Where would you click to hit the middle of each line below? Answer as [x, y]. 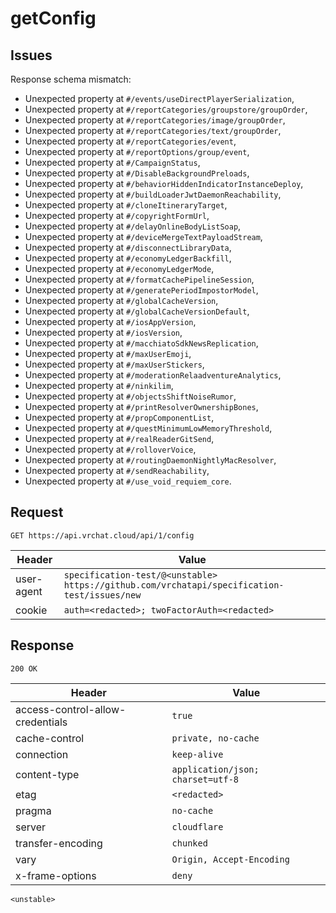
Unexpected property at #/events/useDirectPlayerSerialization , [159, 98]
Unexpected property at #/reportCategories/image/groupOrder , [155, 120]
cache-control [50, 738]
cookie [31, 610]
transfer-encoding [59, 843]
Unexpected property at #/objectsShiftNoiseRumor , [130, 396]
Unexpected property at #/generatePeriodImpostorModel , [141, 290]
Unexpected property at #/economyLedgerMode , [119, 268]
